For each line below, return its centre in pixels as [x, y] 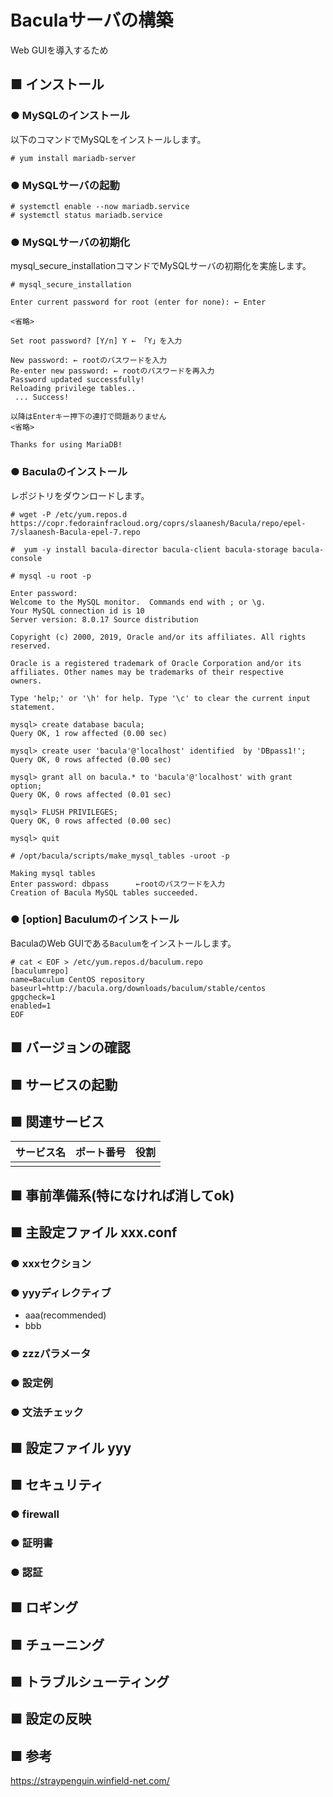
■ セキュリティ [57, 1484]
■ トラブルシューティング [90, 1681]
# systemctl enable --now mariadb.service [100, 206]
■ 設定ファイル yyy [71, 1447]
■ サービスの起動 [64, 1084]
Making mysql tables [53, 873]
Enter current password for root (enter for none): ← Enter [138, 302]
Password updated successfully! [77, 380]
